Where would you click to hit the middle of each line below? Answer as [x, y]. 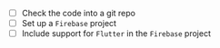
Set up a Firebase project [69, 24]
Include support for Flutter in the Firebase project [116, 34]
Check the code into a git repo [78, 13]
